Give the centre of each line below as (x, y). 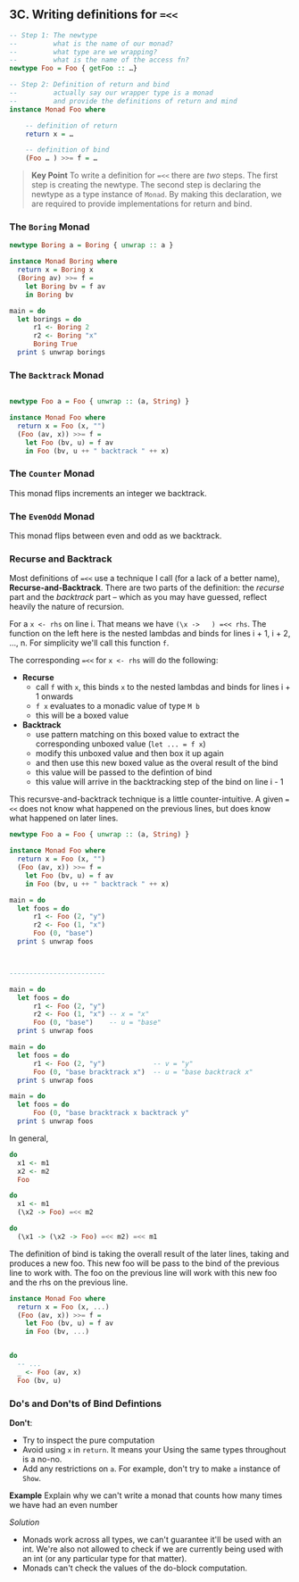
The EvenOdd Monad (52, 516)
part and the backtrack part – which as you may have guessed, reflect (138, 597)
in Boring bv (50, 295)
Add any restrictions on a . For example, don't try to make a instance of (151, 1469)
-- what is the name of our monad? (91, 44)
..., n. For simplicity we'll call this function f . (89, 643)
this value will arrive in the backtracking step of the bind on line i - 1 (159, 782)
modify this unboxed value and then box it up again (130, 754)
